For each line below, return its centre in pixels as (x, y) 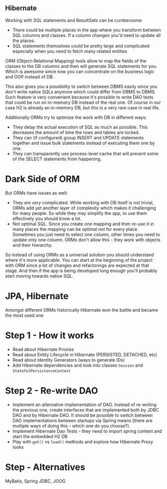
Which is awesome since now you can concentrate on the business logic (80, 71)
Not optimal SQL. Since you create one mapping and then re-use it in (83, 224)
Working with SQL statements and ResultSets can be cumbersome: (74, 20)
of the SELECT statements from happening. (57, 159)
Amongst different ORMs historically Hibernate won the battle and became (82, 310)
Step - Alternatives (45, 467)
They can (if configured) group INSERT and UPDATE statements (78, 137)
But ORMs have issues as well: (37, 193)
